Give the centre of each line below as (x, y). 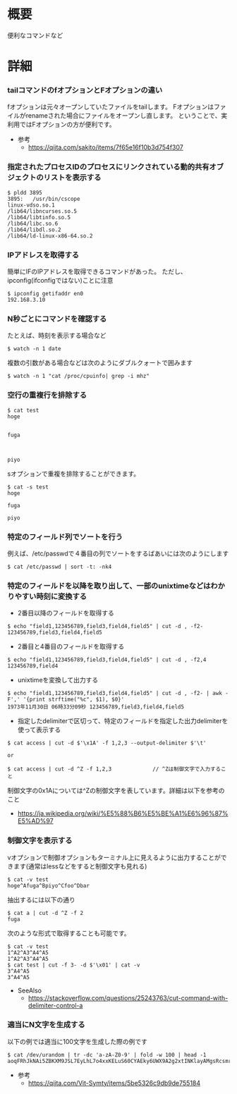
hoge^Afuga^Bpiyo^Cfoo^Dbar (49, 885)
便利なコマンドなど (35, 35)
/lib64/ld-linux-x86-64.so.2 (50, 236)
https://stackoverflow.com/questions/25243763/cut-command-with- (128, 997)
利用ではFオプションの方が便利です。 (61, 125)
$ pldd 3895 (25, 192)
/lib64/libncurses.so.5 (42, 211)
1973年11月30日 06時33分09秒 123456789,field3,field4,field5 (96, 707)
